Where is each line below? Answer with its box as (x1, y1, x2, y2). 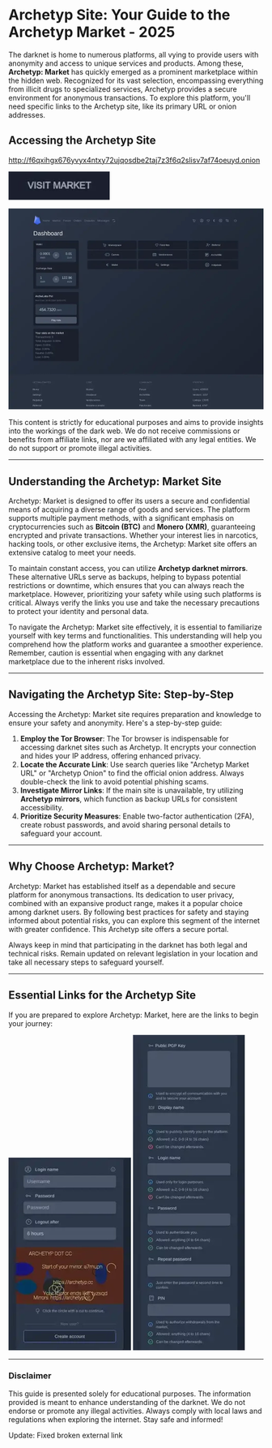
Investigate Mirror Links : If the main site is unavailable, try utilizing (19, 785, 244, 795)
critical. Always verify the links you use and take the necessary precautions (8, 598, 261, 608)
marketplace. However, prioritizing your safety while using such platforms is (8, 590, 261, 599)
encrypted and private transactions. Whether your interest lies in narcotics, (8, 531, 259, 540)
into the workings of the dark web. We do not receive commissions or (8, 426, 240, 436)
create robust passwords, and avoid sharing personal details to (19, 819, 231, 829)
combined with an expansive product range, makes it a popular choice (8, 898, 243, 908)
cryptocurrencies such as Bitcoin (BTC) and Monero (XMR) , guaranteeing (8, 522, 256, 532)
